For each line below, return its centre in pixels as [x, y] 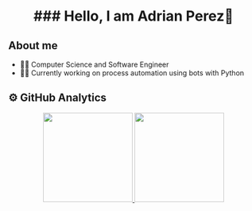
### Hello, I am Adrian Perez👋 [134, 16]
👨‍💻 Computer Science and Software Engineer [94, 64]
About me [33, 46]
